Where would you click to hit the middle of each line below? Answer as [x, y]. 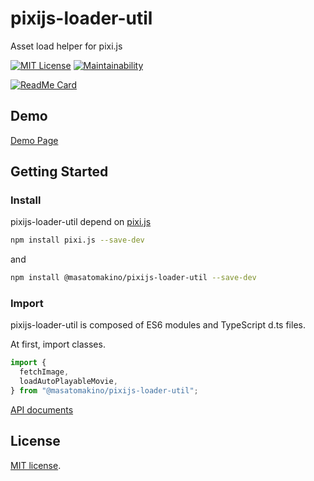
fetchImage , [44, 372]
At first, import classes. [58, 344]
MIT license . [36, 465]
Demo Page [34, 140]
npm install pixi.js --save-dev [77, 240]
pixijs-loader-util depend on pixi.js [81, 222]
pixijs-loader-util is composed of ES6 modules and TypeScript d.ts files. [158, 325]
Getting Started [59, 172]
